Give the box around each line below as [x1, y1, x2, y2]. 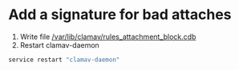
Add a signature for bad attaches [8, 6, 232, 24]
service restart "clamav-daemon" [8, 56, 120, 64]
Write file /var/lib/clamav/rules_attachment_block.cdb [19, 32, 196, 41]
